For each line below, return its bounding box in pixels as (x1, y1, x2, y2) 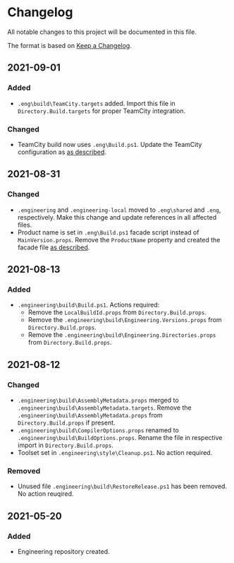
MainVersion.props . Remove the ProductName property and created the (17, 235, 221, 244)
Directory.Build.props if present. (17, 418, 116, 427)
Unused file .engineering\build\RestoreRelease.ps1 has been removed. (17, 482, 228, 491)
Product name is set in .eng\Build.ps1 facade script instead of (17, 227, 199, 237)
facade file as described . (17, 243, 90, 251)
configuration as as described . (17, 148, 107, 156)
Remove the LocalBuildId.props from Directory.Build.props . (27, 308, 207, 316)
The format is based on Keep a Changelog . (7, 41, 132, 49)
